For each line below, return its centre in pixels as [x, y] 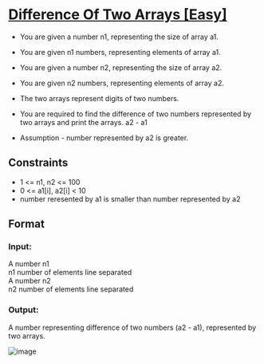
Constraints [38, 163]
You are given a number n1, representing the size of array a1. [119, 37]
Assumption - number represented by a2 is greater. [104, 138]
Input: [20, 247]
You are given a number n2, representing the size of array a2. [121, 67]
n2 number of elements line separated [71, 289]
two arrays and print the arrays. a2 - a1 [83, 122]
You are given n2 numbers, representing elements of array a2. [122, 83]
